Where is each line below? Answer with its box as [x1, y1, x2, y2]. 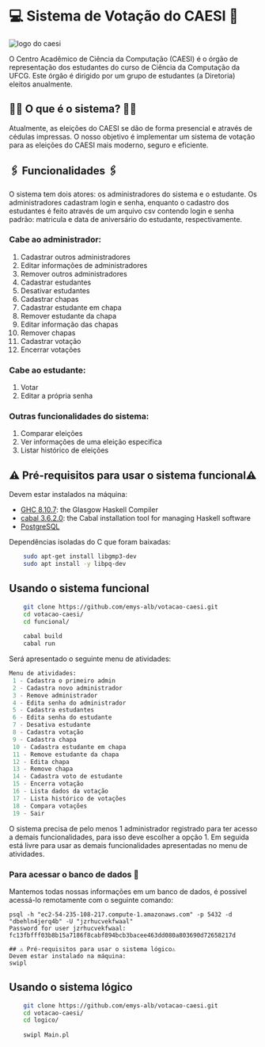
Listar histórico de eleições [20, 445, 109, 455]
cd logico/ [23, 1016, 59, 1024]
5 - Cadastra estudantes [12, 706, 94, 714]
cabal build [23, 632, 62, 640]
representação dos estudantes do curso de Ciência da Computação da [9, 62, 240, 72]
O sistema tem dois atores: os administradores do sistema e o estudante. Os [9, 189, 258, 199]
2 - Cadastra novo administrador [12, 684, 123, 692]
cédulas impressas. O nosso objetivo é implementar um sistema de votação [9, 132, 256, 141]
